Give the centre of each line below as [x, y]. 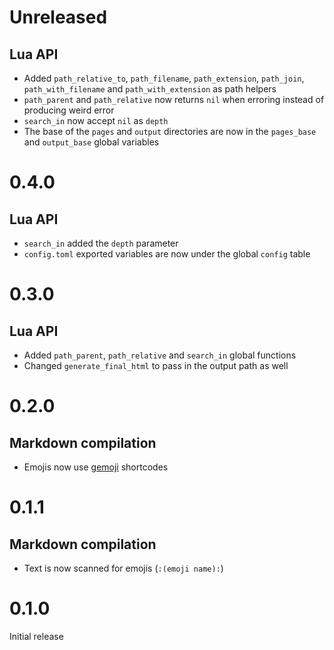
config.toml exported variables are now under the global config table [167, 254]
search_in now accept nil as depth [96, 120]
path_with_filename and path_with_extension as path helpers [150, 89]
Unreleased [58, 17]
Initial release [36, 636]
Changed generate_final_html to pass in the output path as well [156, 365]
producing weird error [69, 110]
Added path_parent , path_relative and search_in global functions [160, 355]
